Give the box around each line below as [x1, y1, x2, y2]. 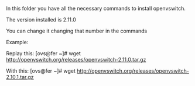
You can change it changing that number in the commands [6, 27, 148, 34]
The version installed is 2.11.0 [6, 16, 76, 23]
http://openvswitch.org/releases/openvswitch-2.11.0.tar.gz [6, 56, 146, 63]
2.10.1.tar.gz [6, 74, 34, 80]
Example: [6, 39, 29, 45]
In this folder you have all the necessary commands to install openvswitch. [6, 5, 186, 12]
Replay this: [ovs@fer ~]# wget [6, 50, 81, 57]
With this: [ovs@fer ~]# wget [6, 67, 76, 74]
